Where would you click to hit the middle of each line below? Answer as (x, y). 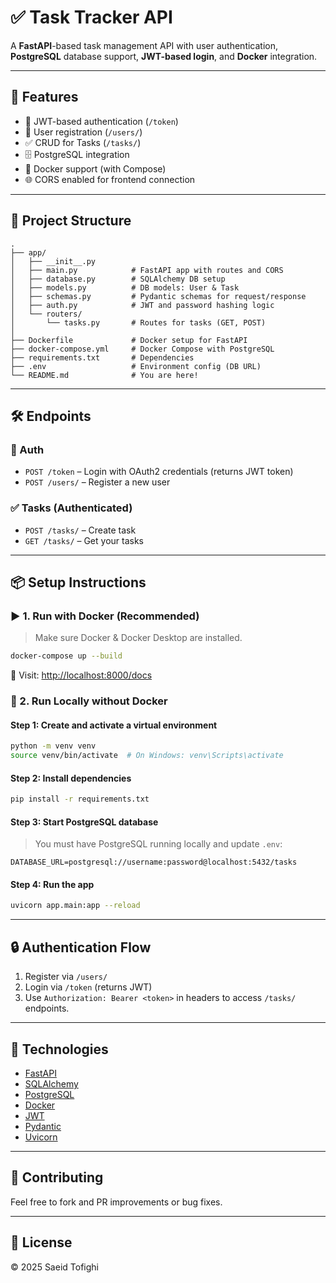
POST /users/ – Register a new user (97, 482)
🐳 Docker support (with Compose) (95, 168)
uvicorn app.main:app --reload (75, 906)
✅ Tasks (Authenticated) (71, 508)
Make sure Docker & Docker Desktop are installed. (138, 638)
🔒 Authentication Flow (81, 947)
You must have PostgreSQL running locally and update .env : (158, 844)
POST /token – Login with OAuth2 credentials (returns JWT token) (159, 472)
